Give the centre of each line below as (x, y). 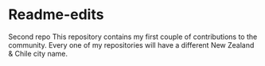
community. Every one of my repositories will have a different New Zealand (131, 45)
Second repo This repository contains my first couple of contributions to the (133, 37)
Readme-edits (56, 15)
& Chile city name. (38, 53)
